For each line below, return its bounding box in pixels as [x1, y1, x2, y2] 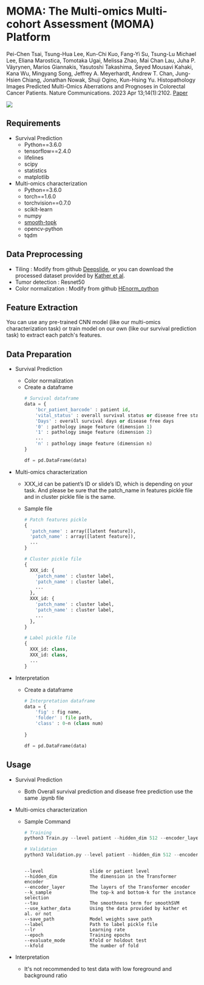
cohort [6, 17, 41, 31]
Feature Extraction [6, 302, 78, 312]
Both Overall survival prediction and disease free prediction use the [24, 788, 193, 795]
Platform [6, 30, 51, 44]
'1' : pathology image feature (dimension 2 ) [35, 429, 153, 436]
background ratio [24, 972, 68, 979]
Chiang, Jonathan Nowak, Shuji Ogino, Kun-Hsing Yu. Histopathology [22, 76, 196, 83]
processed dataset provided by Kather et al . [15, 272, 126, 279]
